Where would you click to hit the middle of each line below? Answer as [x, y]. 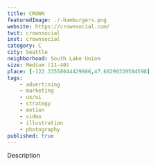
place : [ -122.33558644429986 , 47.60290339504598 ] [79, 71]
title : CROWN [26, 13]
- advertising [40, 84]
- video [31, 116]
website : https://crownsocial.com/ [59, 26]
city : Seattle [28, 53]
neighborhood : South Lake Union [54, 59]
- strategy [35, 104]
